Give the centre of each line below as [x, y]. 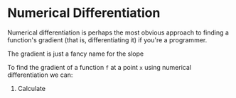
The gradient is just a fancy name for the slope [76, 54]
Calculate [32, 88]
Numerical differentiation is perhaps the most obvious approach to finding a [118, 32]
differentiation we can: [40, 75]
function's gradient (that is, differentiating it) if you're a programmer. [107, 39]
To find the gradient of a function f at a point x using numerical [100, 67]
